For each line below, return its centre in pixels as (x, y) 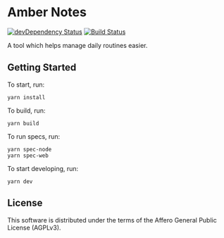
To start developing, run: (43, 168)
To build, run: (26, 111)
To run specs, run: (34, 136)
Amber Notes (47, 12)
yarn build (23, 123)
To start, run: (26, 84)
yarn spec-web (28, 156)
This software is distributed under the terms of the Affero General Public (112, 220)
